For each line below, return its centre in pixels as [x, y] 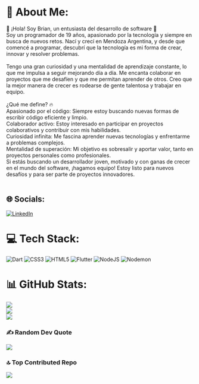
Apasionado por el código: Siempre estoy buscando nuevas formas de [93, 111]
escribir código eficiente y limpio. [47, 117]
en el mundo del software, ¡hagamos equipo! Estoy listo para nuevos [90, 168]
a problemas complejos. [36, 143]
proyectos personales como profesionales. [59, 155]
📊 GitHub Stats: [47, 284]
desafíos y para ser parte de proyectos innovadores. [71, 174]
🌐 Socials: [26, 199]
